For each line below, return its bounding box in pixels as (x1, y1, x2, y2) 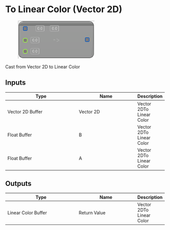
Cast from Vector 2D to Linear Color (5, 63, 80, 69)
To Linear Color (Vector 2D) (5, 4, 122, 15)
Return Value (78, 209, 106, 216)
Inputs (5, 79, 26, 87)
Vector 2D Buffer (7, 109, 43, 114)
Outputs (5, 179, 32, 188)
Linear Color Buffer (7, 209, 47, 216)
